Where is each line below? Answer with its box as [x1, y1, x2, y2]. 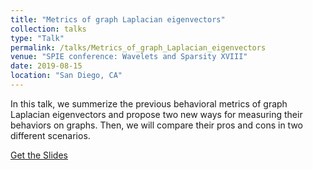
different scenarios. [10, 129, 91, 141]
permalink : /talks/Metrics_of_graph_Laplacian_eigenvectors [10, 42, 267, 53]
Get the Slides [10, 149, 68, 161]
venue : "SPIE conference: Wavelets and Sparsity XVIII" [10, 52, 248, 62]
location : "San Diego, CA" [10, 71, 123, 81]
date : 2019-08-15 [10, 61, 83, 71]
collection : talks [10, 24, 87, 34]
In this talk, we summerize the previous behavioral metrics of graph [10, 97, 288, 110]
